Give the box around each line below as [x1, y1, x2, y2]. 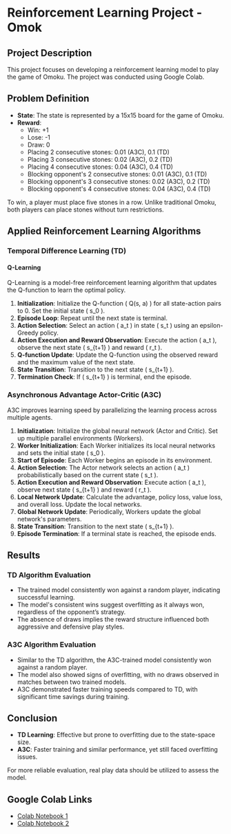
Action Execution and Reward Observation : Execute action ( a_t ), [17, 478, 206, 486]
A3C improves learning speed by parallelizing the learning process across [7, 406, 217, 414]
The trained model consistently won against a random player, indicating [17, 586, 221, 594]
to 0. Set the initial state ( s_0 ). [17, 306, 106, 315]
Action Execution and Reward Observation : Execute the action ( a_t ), [17, 336, 217, 344]
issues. [17, 752, 38, 761]
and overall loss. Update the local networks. [17, 500, 143, 508]
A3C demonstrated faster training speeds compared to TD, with [17, 685, 198, 693]
